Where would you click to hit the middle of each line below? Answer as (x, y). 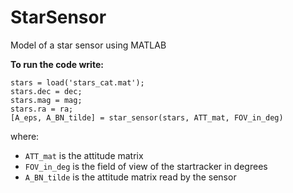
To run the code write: (57, 64)
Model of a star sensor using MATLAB (88, 45)
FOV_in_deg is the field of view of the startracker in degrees (146, 166)
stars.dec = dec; (46, 91)
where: (25, 136)
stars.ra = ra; (42, 109)
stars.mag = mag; (46, 100)
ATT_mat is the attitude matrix (84, 155)
